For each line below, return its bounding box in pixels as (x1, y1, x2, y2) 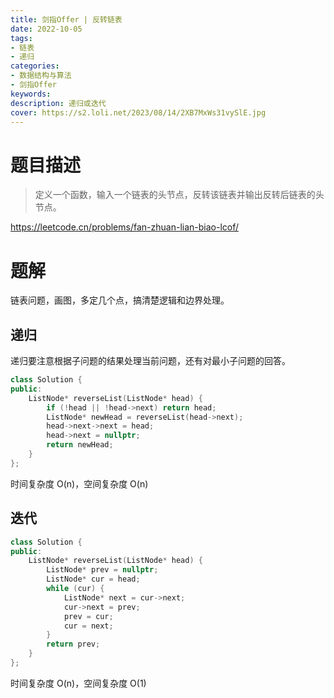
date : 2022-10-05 (10, 24, 83, 34)
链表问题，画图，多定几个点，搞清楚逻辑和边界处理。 (10, 294, 230, 306)
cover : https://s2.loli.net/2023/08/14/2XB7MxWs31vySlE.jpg (10, 107, 267, 118)
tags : (10, 33, 33, 43)
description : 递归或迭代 (10, 98, 107, 108)
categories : (10, 61, 60, 71)
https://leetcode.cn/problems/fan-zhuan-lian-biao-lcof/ (10, 221, 240, 233)
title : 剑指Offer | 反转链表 (10, 14, 123, 25)
